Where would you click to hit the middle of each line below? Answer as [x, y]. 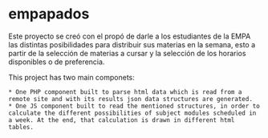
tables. [21, 127]
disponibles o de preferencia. [57, 62]
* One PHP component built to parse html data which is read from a [125, 92]
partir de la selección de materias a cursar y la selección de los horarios [127, 53]
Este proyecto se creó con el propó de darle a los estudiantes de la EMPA [130, 36]
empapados [49, 14]
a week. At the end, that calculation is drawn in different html [122, 120]
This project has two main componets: [71, 77]
